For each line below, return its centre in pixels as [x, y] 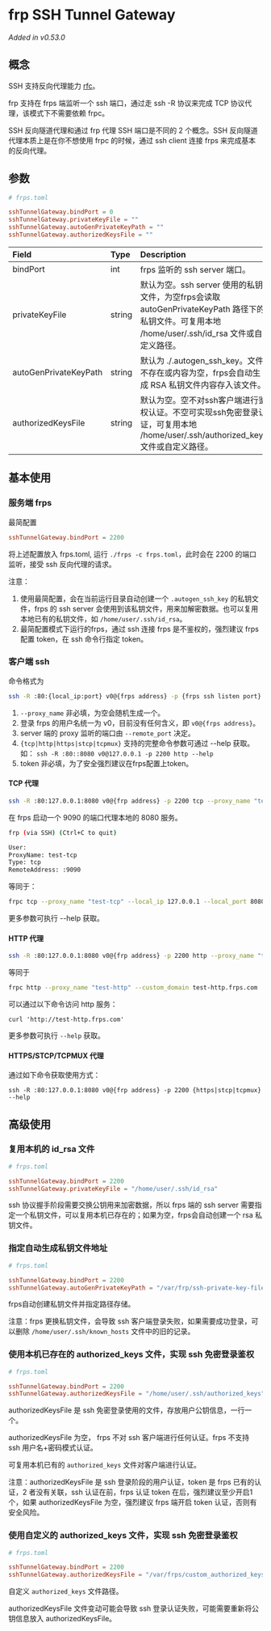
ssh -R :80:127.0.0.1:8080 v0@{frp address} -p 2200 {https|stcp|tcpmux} [135, 1091]
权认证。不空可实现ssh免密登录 [199, 412]
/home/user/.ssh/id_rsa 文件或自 [201, 333]
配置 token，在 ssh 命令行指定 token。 [83, 639]
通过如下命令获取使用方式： [54, 1075]
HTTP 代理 [26, 938]
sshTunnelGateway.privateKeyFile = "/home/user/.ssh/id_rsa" [113, 1188]
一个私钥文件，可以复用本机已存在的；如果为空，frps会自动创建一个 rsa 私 [139, 1215]
